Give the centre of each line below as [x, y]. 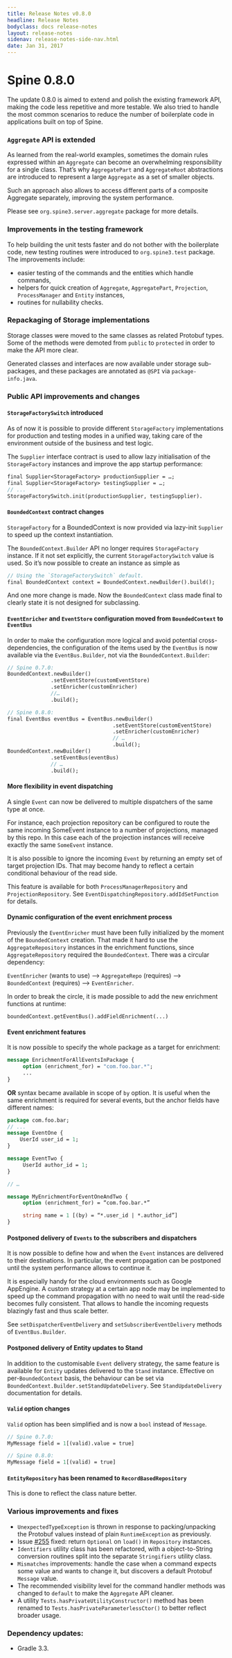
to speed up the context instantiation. [61, 534]
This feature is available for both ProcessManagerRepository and [98, 886]
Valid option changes [39, 1409]
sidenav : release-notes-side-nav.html [63, 40]
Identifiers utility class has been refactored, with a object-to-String [115, 1549]
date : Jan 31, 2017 [35, 46]
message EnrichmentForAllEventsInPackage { [71, 1060]
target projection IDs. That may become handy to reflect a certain [100, 865]
